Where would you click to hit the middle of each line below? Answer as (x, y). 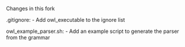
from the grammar (28, 37)
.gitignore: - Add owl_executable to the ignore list (65, 20)
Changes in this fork (31, 9)
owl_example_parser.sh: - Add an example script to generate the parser (92, 31)
